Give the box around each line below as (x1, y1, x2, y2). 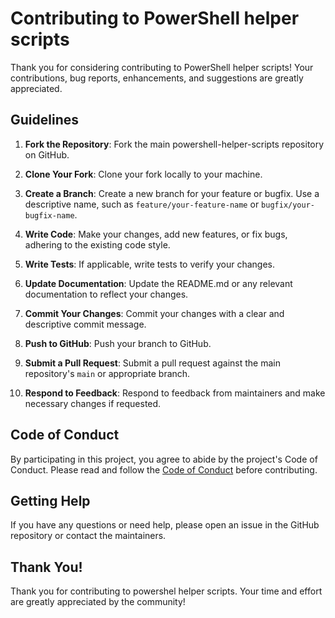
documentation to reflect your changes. (24, 288, 189, 300)
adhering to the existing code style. (24, 238, 171, 251)
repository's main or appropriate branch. (24, 367, 191, 379)
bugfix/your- (261, 200, 315, 210)
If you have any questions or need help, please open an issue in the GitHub (10, 519, 320, 531)
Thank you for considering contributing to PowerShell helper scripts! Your (10, 61, 314, 73)
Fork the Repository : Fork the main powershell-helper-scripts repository (24, 138, 325, 150)
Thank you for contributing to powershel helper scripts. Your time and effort (10, 585, 323, 597)
